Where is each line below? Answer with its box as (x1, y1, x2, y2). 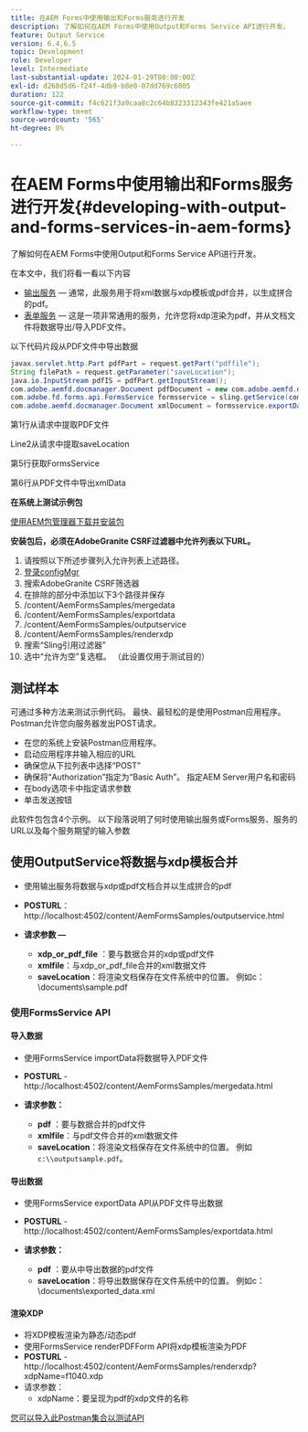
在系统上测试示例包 (10, 497, 83, 508)
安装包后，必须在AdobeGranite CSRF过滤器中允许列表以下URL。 (10, 536, 256, 546)
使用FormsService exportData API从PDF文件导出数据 (23, 1198, 223, 1209)
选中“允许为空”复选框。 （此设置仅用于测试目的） (23, 651, 210, 663)
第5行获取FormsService (10, 458, 100, 469)
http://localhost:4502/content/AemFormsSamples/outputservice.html (23, 910, 284, 921)
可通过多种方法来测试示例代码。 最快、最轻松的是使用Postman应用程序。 (10, 706, 286, 717)
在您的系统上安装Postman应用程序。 (23, 737, 162, 748)
